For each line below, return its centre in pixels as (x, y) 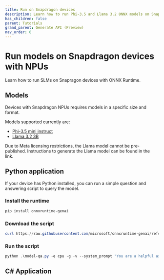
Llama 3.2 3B (25, 136)
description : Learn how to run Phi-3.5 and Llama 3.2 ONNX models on (77, 14)
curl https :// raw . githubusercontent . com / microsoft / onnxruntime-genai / (78, 234)
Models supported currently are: (38, 122)
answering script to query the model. (42, 188)
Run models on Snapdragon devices (80, 56)
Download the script (30, 224)
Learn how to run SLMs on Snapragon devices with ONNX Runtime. (73, 80)
